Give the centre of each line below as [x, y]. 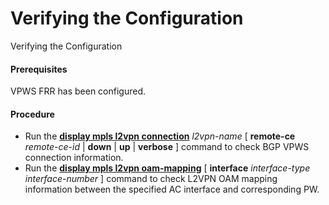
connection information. [74, 158]
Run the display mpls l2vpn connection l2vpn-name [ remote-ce [160, 136]
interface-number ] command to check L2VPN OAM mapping [151, 179]
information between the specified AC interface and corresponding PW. [172, 189]
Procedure [32, 114]
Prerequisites [39, 69]
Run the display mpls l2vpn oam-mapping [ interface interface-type [167, 168]
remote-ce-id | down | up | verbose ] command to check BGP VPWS [167, 147]
